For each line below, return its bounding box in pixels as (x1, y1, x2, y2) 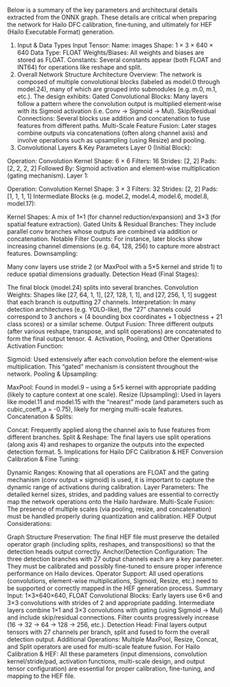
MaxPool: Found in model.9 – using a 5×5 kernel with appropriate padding (7, 383, 216, 391)
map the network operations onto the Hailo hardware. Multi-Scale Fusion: (7, 498, 215, 505)
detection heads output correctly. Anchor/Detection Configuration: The (7, 547, 208, 556)
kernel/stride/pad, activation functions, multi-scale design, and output (7, 657, 205, 665)
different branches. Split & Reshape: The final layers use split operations (7, 433, 211, 441)
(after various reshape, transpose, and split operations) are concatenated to (7, 327, 222, 335)
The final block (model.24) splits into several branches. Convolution (7, 284, 198, 291)
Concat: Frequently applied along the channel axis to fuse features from (7, 426, 211, 434)
